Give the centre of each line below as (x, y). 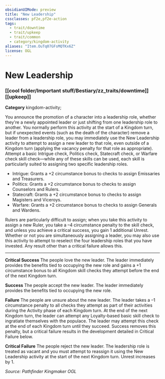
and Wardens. (26, 210)
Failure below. (19, 336)
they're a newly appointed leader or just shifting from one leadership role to (82, 122)
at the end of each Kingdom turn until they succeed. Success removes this (81, 326)
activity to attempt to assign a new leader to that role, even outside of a (77, 143)
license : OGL (18, 51)
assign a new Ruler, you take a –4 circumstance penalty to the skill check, (80, 225)
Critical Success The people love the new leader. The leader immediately (80, 260)
